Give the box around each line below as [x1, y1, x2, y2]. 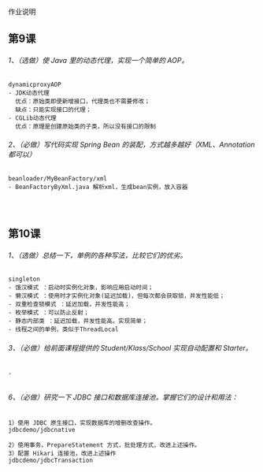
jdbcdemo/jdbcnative [8, 426, 76, 433]
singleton [8, 275, 41, 284]
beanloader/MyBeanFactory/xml [8, 174, 108, 183]
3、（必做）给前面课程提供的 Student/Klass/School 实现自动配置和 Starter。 [8, 343, 253, 352]
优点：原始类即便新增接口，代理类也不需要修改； [15, 97, 150, 105]
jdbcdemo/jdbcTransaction [8, 456, 93, 464]
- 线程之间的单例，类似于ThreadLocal [8, 325, 119, 333]
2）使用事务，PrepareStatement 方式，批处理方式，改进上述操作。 [8, 440, 201, 449]
